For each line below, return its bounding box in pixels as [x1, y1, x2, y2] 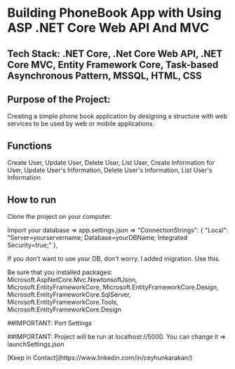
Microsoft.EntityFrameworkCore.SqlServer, [7, 290, 131, 299]
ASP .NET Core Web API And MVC [7, 20, 209, 36]
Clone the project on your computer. [7, 213, 112, 221]
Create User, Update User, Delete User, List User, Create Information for [7, 159, 215, 167]
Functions [7, 140, 53, 152]
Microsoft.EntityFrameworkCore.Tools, [7, 298, 119, 307]
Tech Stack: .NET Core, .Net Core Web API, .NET [7, 48, 223, 60]
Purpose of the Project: [7, 93, 111, 105]
